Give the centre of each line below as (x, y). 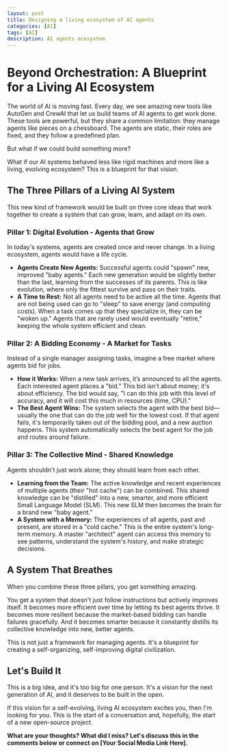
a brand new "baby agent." (55, 512)
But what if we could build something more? (69, 149)
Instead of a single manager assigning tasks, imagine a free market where (111, 358)
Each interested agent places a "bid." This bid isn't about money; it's (113, 386)
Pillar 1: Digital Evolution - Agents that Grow (81, 232)
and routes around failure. (53, 437)
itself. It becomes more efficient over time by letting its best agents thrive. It (113, 607)
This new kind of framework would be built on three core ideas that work (109, 207)
